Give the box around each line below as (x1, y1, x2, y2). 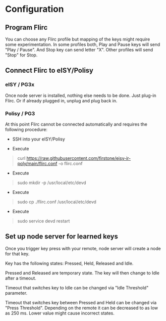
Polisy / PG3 (5, 110, 35, 117)
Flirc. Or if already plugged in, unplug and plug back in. (5, 97, 117, 103)
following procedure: (5, 126, 48, 132)
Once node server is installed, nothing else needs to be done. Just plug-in (5, 92, 157, 98)
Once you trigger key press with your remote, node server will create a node (5, 245, 161, 251)
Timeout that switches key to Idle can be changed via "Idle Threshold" (5, 284, 149, 290)
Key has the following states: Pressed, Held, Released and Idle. (5, 260, 134, 266)
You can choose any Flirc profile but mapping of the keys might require (5, 36, 150, 42)
